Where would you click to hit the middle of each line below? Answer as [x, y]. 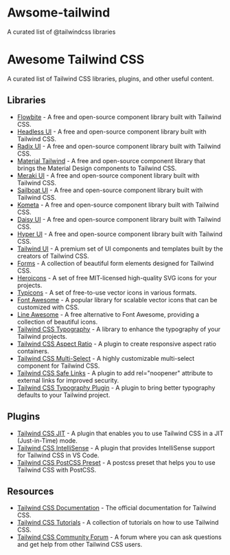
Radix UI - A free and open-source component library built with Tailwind [119, 146]
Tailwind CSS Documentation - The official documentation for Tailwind [116, 508]
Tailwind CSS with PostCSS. [57, 470]
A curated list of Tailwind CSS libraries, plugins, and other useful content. [111, 78]
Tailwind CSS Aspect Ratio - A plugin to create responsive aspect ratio [116, 344]
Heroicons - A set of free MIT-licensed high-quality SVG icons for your [117, 277]
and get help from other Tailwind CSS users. [80, 545]
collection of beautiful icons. [57, 322]
